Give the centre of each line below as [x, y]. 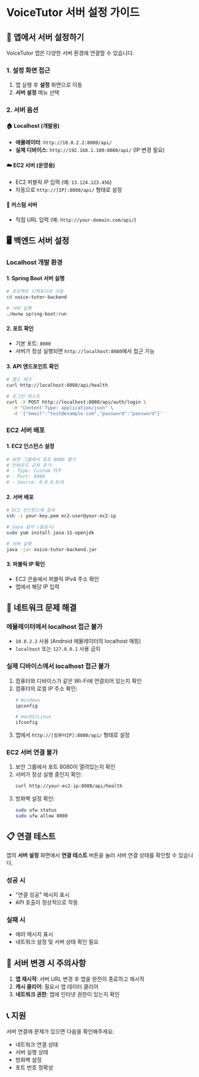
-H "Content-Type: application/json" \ [63, 408]
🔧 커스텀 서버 [22, 205]
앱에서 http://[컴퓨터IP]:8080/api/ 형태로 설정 [72, 735]
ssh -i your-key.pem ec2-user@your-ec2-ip [61, 516]
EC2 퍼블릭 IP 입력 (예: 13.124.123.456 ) [63, 182]
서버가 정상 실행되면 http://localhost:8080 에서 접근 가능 [85, 351]
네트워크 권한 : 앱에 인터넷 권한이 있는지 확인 [67, 994]
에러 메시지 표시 [34, 934]
